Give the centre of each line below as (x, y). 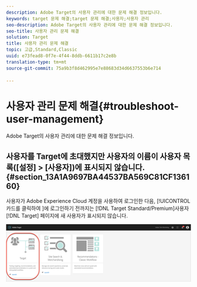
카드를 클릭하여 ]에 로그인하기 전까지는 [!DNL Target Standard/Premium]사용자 (98, 208)
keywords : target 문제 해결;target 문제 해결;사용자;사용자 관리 (78, 19)
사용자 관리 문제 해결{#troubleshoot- (92, 106)
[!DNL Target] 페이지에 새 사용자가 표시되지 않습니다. (67, 216)
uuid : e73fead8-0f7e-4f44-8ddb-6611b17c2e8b (61, 56)
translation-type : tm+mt (36, 62)
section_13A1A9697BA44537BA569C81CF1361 (102, 177)
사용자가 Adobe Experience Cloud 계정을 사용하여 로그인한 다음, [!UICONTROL (98, 201)
